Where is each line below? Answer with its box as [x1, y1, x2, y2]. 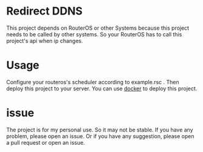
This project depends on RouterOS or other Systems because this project [6, 24, 190, 31]
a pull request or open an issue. [6, 139, 85, 146]
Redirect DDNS [6, 4, 83, 18]
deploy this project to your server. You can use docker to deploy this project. [6, 85, 198, 92]
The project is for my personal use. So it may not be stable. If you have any [6, 126, 193, 133]
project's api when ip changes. [6, 37, 84, 44]
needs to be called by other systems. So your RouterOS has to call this [6, 30, 182, 38]
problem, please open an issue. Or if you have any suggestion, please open [6, 132, 195, 140]
